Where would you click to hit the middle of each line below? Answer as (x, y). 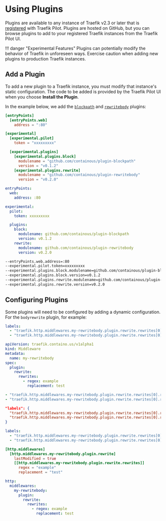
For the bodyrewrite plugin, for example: (46, 317)
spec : (11, 363)
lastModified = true (35, 459)
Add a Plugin (25, 75)
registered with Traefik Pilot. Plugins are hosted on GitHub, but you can (77, 28)
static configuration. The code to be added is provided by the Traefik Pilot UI (83, 91)
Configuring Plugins (37, 300)
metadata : (15, 353)
